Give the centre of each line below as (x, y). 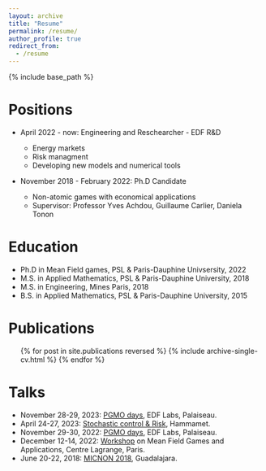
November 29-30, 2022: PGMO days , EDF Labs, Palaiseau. (118, 432)
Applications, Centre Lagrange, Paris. (83, 449)
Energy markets (58, 148)
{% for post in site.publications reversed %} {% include (112, 351)
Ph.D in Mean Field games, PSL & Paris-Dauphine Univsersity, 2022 (133, 269)
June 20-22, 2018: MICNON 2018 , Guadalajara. (99, 458)
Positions (41, 110)
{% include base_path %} (51, 77)
